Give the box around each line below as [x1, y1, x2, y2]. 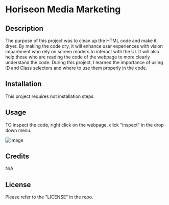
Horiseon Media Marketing [5, 4, 121, 15]
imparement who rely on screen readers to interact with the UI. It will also [5, 49, 159, 54]
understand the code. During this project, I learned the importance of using [5, 59, 163, 65]
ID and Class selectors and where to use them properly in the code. [5, 65, 147, 71]
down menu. [5, 127, 32, 133]
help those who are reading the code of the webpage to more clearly [5, 54, 150, 60]
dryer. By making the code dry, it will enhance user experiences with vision [5, 43, 163, 49]
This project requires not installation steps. [5, 93, 95, 99]
